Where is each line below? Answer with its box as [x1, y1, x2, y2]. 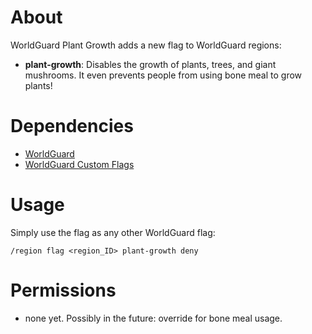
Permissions [10, 279, 117, 301]
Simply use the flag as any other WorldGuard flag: [10, 226, 216, 238]
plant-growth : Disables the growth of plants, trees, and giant [24, 58, 277, 70]
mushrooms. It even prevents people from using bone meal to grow [24, 69, 303, 81]
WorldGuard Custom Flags [24, 158, 135, 170]
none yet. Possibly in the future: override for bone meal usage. [24, 312, 283, 324]
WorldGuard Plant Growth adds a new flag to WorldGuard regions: [10, 39, 282, 51]
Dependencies [10, 115, 134, 138]
